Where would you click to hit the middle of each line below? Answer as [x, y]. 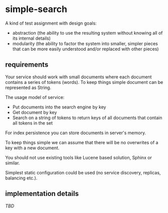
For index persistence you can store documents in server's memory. [76, 133]
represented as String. [28, 87]
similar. [13, 163]
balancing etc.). [21, 178]
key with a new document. [32, 148]
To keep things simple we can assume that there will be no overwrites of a [82, 142]
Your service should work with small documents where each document [78, 77]
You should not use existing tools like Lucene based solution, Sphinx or [78, 157]
